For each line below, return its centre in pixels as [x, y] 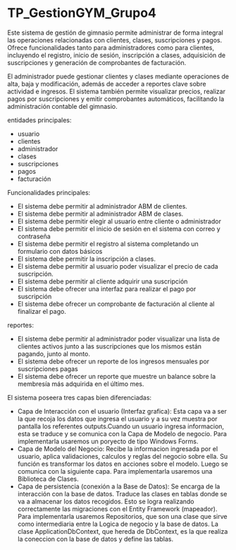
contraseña [34, 236]
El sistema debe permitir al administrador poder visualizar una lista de [119, 339]
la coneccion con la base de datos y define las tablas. [95, 539]
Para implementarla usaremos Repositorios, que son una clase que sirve [122, 516]
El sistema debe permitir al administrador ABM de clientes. [103, 206]
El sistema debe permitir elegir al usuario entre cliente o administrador [119, 221]
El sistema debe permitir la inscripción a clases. [87, 259]
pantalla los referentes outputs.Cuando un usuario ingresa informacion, [120, 426]
